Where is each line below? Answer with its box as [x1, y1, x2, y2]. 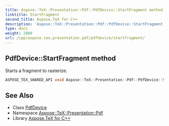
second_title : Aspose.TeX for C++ [5, 17, 78, 22]
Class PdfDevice [12, 104, 47, 111]
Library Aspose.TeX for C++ [12, 115, 71, 121]
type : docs [5, 26, 28, 31]
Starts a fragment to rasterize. [5, 68, 68, 74]
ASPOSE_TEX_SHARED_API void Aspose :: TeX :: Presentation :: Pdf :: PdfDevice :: [5, 77, 163, 82]
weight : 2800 [5, 31, 33, 36]
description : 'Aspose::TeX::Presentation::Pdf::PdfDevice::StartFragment [5, 21, 163, 27]
